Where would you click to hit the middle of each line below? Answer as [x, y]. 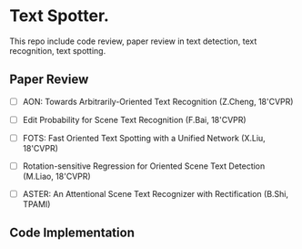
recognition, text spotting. [58, 50]
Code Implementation [72, 233]
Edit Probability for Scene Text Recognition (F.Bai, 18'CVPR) [135, 119]
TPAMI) [36, 204]
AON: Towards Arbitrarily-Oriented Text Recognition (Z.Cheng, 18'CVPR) [158, 101]
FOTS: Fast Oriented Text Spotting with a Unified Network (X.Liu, [144, 138]
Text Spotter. [59, 16]
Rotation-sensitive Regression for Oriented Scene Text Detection [144, 166]
